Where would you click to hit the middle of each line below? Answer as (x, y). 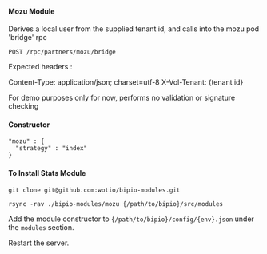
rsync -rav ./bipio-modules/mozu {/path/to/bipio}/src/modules (116, 204)
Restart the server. (39, 243)
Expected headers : (40, 67)
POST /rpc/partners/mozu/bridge (62, 52)
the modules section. (41, 227)
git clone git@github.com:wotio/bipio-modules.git (94, 190)
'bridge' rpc (28, 38)
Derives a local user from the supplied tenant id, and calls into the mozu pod (134, 29)
